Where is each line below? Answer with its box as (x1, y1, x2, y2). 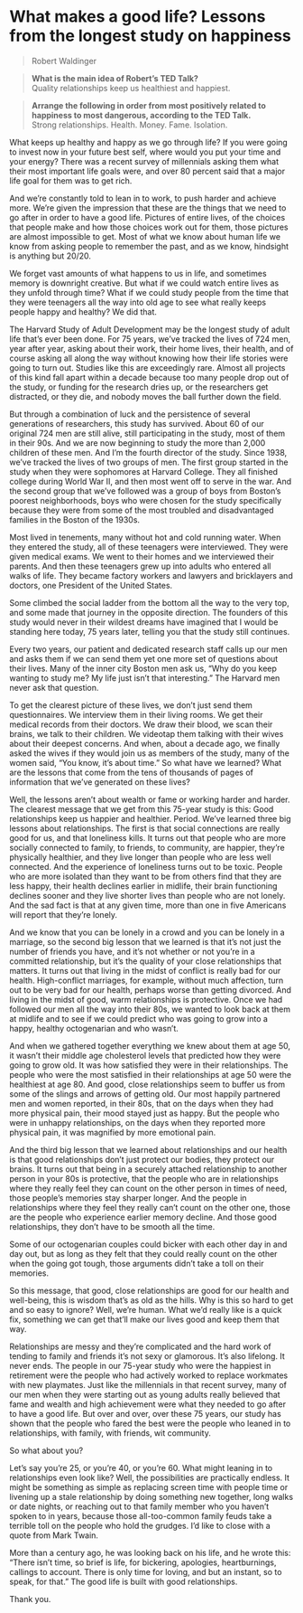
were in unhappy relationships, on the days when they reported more (9, 1117, 266, 1127)
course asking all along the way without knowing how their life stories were (9, 353, 289, 363)
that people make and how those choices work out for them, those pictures (9, 222, 289, 232)
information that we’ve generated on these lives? (9, 776, 191, 788)
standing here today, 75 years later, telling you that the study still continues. (9, 626, 290, 637)
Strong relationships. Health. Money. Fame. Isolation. (31, 119, 228, 130)
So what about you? (9, 1445, 84, 1456)
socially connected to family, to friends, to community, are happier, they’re (9, 842, 286, 853)
